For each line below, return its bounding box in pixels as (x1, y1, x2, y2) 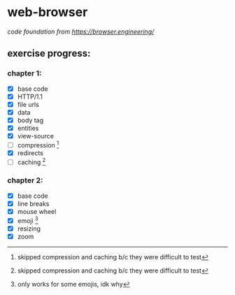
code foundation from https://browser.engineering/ (7, 27, 155, 36)
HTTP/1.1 (17, 92, 43, 101)
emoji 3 (17, 215, 38, 224)
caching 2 (17, 157, 46, 166)
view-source (17, 132, 55, 140)
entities (17, 124, 39, 132)
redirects (17, 148, 43, 157)
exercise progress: (7, 48, 91, 59)
